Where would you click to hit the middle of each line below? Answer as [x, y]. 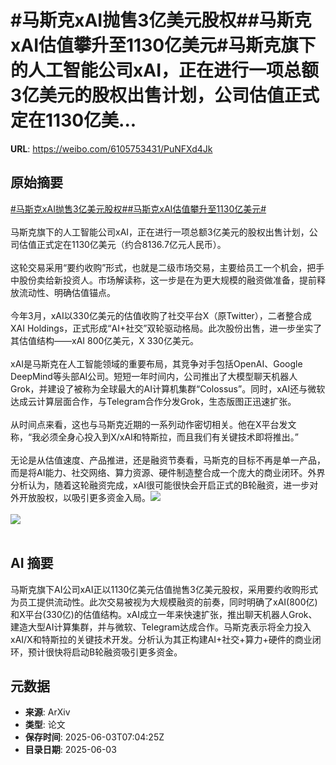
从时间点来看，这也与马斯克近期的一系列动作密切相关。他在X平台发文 [153, 424]
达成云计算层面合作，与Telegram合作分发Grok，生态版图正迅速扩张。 [153, 401]
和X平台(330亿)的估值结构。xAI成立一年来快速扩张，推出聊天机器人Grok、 [164, 614]
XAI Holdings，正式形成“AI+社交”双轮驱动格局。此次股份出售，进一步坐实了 [166, 328]
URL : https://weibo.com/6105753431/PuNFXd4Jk [111, 148]
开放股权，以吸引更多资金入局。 [84, 497]
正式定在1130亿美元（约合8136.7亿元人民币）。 [131, 244]
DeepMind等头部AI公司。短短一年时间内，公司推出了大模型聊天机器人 [154, 376]
